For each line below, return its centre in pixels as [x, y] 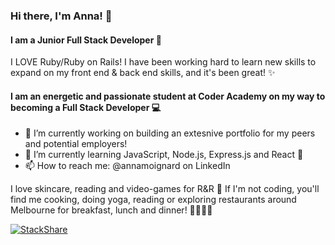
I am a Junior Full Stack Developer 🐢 [86, 40]
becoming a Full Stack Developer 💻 [86, 107]
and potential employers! [76, 144]
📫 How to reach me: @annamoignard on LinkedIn [127, 166]
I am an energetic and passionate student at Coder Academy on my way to [168, 96]
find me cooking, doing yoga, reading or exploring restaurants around [153, 200]
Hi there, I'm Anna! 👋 [61, 16]
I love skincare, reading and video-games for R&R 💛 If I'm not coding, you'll [165, 189]
